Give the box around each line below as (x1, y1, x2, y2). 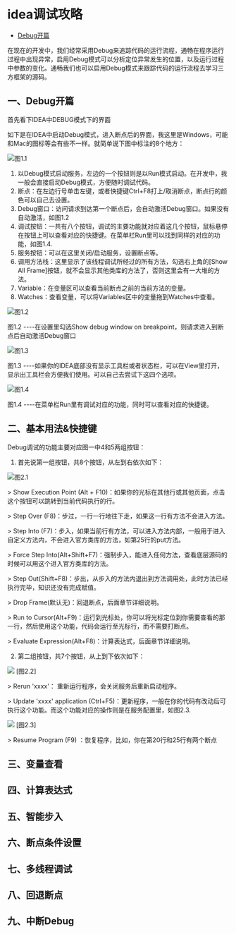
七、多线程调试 (7, 863, 73, 875)
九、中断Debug (7, 915, 75, 928)
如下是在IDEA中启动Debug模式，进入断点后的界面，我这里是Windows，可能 (7, 130, 228, 138)
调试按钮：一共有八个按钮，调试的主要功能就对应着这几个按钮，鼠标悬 (17, 222, 222, 230)
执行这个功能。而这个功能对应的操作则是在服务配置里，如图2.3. (7, 705, 192, 714)
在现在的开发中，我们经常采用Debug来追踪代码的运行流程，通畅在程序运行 (7, 46, 224, 54)
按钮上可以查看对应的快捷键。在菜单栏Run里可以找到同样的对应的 (23, 231, 215, 239)
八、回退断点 (7, 889, 63, 901)
